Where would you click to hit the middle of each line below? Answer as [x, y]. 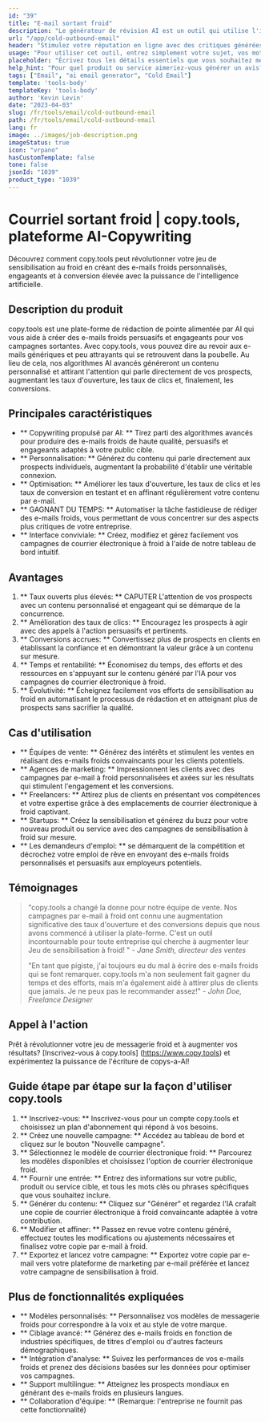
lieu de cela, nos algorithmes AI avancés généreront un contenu [114, 363]
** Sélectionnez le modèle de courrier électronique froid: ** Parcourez [136, 1153]
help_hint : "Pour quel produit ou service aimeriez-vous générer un [125, 68]
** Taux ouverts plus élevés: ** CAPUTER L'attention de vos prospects [136, 597]
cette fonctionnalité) [53, 1410]
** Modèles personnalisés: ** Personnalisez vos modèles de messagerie [140, 1316]
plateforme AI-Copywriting [100, 237]
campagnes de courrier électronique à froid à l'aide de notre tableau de [138, 544]
